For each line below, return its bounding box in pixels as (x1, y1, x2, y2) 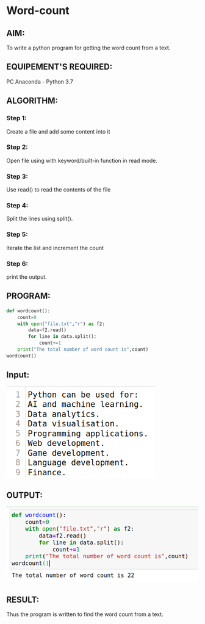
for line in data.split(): (28, 334, 97, 340)
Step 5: (6, 230, 29, 238)
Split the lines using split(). (6, 215, 73, 223)
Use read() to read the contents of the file (6, 186, 111, 193)
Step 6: (6, 259, 29, 268)
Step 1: (6, 114, 27, 123)
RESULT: (6, 594, 40, 604)
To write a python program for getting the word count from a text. (6, 44, 171, 51)
